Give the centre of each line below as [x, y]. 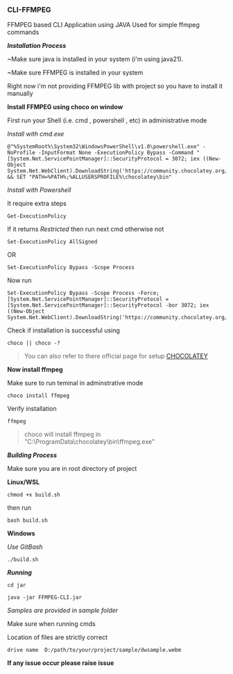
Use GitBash [25, 547]
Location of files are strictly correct [58, 637]
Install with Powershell [39, 190]
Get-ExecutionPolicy [37, 216]
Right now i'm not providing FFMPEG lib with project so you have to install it [115, 86]
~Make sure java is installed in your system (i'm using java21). [95, 59]
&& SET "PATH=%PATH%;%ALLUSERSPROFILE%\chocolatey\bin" [89, 177]
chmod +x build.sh [34, 495]
